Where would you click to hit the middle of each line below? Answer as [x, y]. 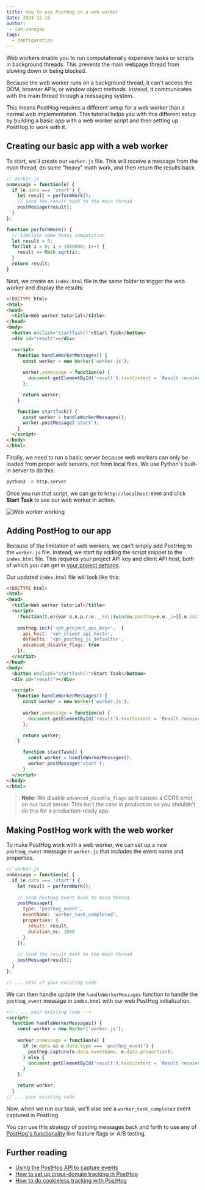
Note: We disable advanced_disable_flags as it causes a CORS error [107, 798]
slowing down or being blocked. [46, 71]
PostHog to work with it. [37, 127]
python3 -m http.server [37, 482]
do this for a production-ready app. [66, 811]
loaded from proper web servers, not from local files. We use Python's [95, 464]
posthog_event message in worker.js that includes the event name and [95, 852]
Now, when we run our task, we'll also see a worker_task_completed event [99, 1109]
